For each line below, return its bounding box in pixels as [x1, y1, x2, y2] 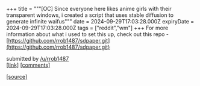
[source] [6, 73, 28, 80]
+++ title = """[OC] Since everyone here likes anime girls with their [6, 5, 172, 12]
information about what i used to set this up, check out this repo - [6, 31, 169, 38]
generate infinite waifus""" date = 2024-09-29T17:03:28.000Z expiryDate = [6, 18, 195, 25]
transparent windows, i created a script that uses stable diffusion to [6, 11, 173, 19]
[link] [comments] [6, 61, 51, 69]
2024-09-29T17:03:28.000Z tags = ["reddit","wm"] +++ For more [6, 24, 169, 31]
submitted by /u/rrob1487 [6, 55, 69, 62]
